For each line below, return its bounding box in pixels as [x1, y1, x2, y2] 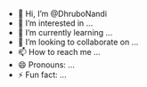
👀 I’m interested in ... [17, 18, 94, 28]
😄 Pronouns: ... [17, 59, 76, 70]
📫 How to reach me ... [17, 47, 101, 57]
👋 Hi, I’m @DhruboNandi [17, 9, 108, 19]
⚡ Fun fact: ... [17, 69, 67, 80]
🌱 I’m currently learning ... [17, 28, 113, 37]
